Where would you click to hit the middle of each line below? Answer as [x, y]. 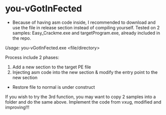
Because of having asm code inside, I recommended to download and [84, 22]
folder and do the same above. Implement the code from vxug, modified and [83, 102]
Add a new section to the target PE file [52, 67]
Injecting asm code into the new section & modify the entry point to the [85, 72]
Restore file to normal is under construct [54, 87]
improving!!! [17, 107]
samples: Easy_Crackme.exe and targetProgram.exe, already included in [86, 33]
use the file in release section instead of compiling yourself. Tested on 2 [86, 27]
